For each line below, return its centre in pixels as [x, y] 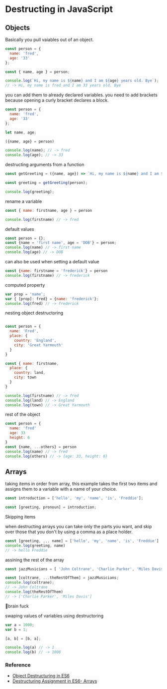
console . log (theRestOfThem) [34, 592]
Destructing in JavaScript [59, 9]
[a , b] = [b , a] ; [23, 639]
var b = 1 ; [16, 630]
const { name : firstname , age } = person [49, 210]
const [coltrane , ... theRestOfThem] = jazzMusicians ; [62, 578]
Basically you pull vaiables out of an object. [49, 39]
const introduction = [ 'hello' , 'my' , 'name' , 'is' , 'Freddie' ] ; [74, 498]
